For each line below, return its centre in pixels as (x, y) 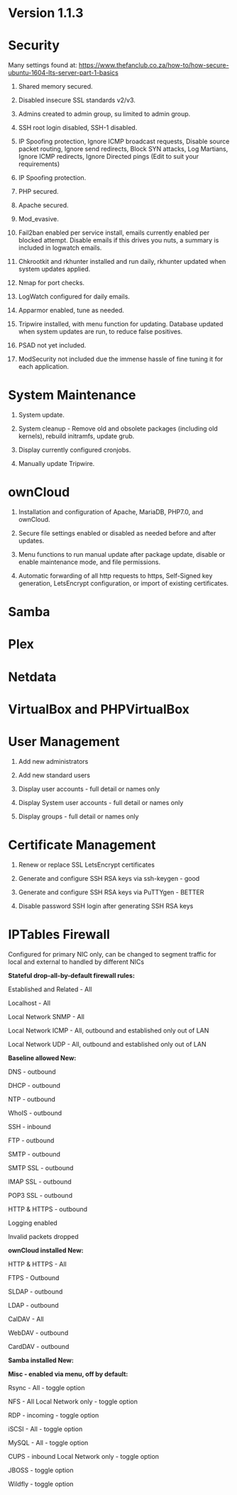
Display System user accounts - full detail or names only (101, 802)
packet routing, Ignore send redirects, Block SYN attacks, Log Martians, (123, 149)
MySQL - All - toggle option (48, 1443)
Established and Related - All (50, 989)
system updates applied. (54, 269)
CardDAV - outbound (39, 1346)
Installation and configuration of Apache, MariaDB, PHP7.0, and (111, 512)
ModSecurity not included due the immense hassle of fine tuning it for (121, 359)
